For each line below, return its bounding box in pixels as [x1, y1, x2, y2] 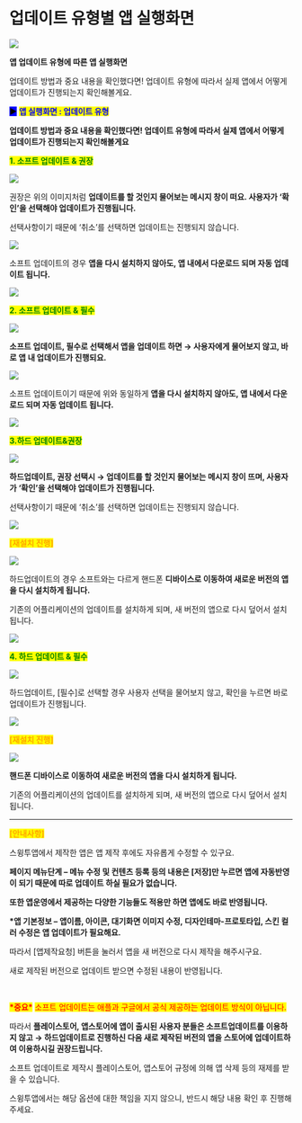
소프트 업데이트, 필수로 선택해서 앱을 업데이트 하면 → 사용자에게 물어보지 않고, [9, 341, 280, 352]
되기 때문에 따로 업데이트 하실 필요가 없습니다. [18, 878, 178, 888]
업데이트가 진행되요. [36, 352, 107, 362]
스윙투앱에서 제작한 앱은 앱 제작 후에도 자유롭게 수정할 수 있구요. [9, 847, 235, 858]
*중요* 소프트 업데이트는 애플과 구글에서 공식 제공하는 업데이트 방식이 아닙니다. [9, 1002, 288, 1012]
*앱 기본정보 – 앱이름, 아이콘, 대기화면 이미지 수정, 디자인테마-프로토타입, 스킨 [9, 915, 280, 926]
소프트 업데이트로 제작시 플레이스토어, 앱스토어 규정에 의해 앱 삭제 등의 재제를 [9, 1062, 280, 1073]
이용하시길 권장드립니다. [18, 1043, 103, 1054]
